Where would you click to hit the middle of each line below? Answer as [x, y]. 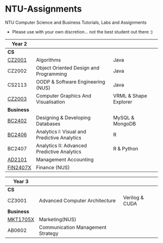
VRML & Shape [130, 96]
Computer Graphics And [64, 96]
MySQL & [124, 118]
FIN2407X [19, 167]
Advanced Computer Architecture [77, 200]
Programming [51, 74]
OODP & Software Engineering [71, 82]
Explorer [123, 102]
